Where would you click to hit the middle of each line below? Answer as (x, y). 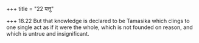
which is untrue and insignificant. (48, 34)
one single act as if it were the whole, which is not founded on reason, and (100, 27)
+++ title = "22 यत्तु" (30, 9)
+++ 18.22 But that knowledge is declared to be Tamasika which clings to (98, 21)
